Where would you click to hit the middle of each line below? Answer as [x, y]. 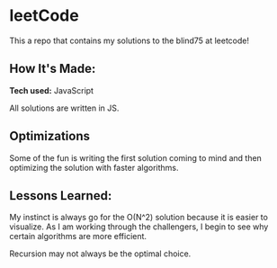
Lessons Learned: [61, 196]
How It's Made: [53, 69]
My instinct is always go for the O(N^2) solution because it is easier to [138, 218]
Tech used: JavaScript [52, 90]
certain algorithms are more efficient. [78, 237]
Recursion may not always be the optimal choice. [100, 254]
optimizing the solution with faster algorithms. [94, 167]
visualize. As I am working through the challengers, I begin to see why [139, 227]
